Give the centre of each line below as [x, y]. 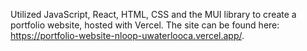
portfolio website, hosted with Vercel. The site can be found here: [145, 25]
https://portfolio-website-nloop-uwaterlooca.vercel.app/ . [127, 35]
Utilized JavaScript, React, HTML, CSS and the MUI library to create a [153, 14]
